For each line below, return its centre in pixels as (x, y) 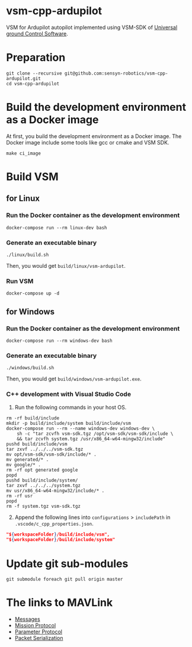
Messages (27, 619)
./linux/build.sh (28, 255)
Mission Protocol (35, 626)
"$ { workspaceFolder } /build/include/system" (61, 540)
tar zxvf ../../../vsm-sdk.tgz (45, 449)
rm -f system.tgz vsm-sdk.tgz (44, 506)
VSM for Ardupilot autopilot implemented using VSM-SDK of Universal (92, 27)
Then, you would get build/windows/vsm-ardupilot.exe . (74, 379)
